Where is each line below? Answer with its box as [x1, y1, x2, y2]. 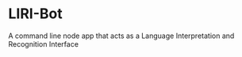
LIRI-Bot [8, 5, 63, 23]
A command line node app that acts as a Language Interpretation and [8, 31, 235, 40]
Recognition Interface [8, 39, 79, 48]
